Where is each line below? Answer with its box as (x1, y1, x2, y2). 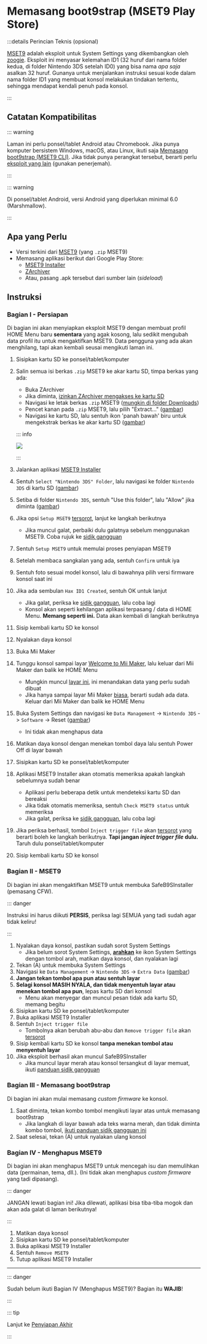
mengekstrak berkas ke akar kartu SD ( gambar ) (25, 419, 146, 426)
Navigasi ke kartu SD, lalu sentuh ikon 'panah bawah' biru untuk (25, 412, 187, 420)
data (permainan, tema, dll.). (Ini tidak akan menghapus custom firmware (7, 1169, 191, 1176)
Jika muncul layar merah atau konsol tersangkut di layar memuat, (25, 1059, 190, 1066)
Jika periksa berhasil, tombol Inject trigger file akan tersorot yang (15, 827, 192, 834)
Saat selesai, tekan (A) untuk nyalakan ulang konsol (15, 1133, 147, 1140)
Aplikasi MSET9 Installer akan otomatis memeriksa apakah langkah (15, 770, 186, 778)
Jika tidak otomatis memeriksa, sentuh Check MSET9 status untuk (25, 802, 190, 809)
